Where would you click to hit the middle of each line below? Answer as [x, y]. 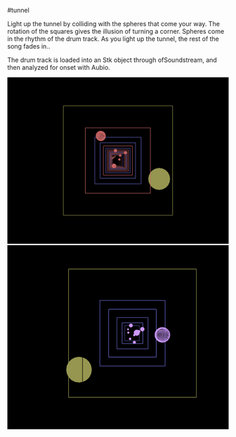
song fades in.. [29, 46]
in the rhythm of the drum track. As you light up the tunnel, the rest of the [113, 39]
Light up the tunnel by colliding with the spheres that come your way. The [113, 24]
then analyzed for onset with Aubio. [59, 67]
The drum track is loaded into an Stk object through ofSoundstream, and [112, 60]
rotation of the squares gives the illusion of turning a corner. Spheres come [116, 31]
